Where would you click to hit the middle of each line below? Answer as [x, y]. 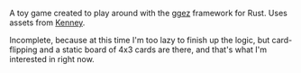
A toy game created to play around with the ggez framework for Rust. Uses [149, 13]
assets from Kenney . [47, 23]
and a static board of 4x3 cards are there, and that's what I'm [153, 50]
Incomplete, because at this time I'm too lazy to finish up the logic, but [140, 40]
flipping [23, 50]
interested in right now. [52, 59]
